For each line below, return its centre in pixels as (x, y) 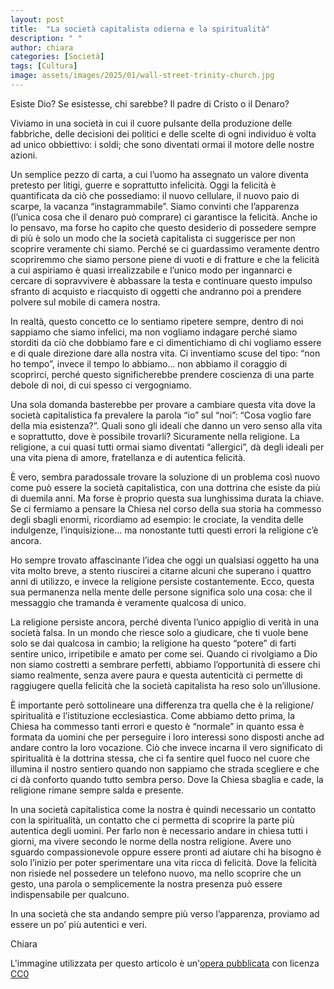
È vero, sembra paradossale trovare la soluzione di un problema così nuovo (165, 477)
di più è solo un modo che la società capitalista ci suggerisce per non (153, 238)
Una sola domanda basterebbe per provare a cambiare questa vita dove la (163, 404)
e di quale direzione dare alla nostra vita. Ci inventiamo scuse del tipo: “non (165, 353)
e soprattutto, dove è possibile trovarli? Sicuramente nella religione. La (155, 436)
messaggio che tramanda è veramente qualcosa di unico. (128, 602)
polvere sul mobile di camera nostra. (85, 302)
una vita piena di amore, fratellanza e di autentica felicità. (128, 457)
